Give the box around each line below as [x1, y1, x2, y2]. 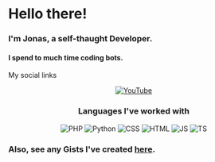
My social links [8, 71, 57, 80]
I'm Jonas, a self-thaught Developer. [8, 33, 153, 44]
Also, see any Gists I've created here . [8, 144, 155, 155]
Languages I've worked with [78, 106, 190, 117]
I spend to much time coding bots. [8, 52, 123, 62]
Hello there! [8, 5, 88, 23]
